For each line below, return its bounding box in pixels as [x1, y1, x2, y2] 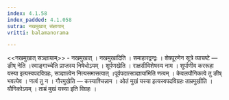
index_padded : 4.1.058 [7, 16, 72, 23]
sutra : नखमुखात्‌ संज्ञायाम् [7, 23, 64, 29]
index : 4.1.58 [7, 10, 48, 17]
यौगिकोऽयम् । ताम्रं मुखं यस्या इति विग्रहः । [7, 85, 97, 93]
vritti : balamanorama [7, 29, 69, 36]
